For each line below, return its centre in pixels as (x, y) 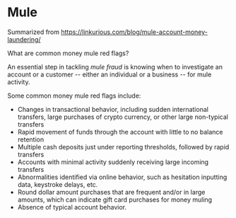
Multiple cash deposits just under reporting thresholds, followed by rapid (123, 147)
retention (31, 139)
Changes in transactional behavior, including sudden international (113, 109)
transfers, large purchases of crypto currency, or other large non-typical (123, 117)
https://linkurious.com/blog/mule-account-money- (135, 32)
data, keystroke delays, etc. (58, 184)
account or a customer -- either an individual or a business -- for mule (110, 74)
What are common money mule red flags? (68, 53)
